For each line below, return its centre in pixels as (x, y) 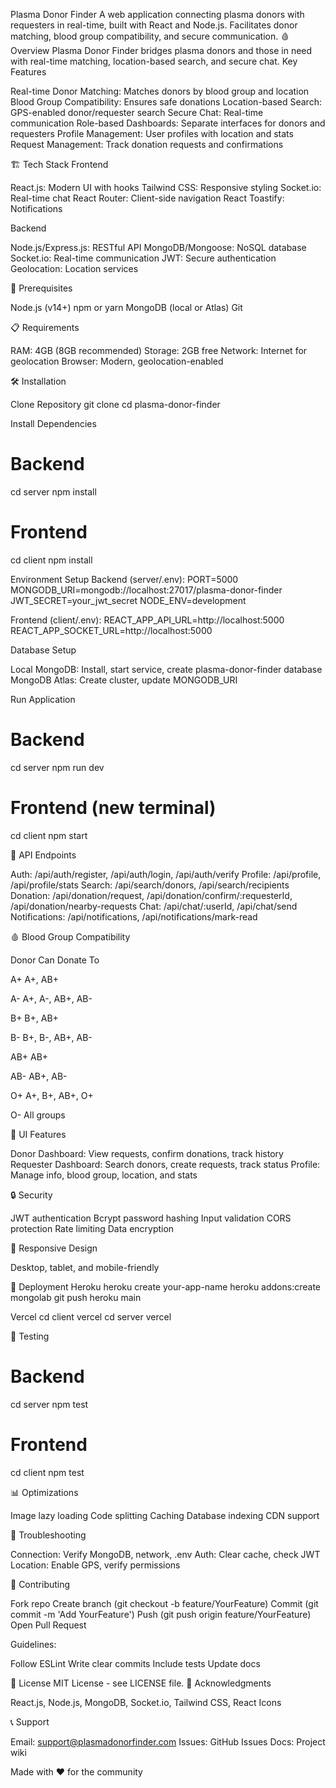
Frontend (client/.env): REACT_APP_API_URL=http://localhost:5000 (147, 620)
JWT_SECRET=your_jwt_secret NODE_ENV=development (128, 600)
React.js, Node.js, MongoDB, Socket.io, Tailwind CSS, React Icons (146, 1702)
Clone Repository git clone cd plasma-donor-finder (115, 404)
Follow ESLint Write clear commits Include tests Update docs (135, 1663)
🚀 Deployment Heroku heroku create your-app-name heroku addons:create (166, 1286)
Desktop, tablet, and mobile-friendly (85, 1267)
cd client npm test (47, 1472)
